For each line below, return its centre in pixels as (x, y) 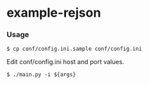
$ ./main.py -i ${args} (41, 75)
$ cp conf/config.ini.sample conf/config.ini (74, 49)
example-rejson (54, 13)
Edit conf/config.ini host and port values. (65, 62)
